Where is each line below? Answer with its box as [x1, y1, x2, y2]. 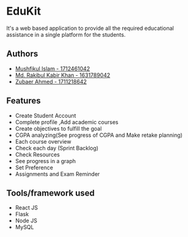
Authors [6, 49, 38, 59]
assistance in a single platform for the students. [6, 31, 126, 38]
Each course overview [15, 137, 71, 145]
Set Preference [15, 164, 54, 171]
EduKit [6, 4, 42, 18]
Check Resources [15, 151, 60, 158]
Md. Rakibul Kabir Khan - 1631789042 [15, 71, 110, 79]
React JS [15, 204, 38, 211]
